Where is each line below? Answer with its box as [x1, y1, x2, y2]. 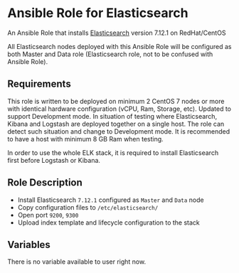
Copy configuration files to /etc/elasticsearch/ [17, 203, 159, 211]
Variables [7, 238, 51, 250]
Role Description [7, 176, 83, 189]
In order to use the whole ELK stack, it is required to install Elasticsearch [7, 148, 219, 157]
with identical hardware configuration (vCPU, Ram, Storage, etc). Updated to [7, 105, 232, 113]
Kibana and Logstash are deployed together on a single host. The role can [7, 119, 225, 128]
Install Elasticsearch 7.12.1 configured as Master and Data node [17, 196, 204, 204]
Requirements [7, 78, 71, 90]
